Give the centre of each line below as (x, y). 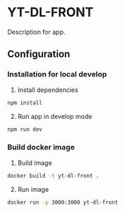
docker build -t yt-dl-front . (53, 175)
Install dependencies (48, 90)
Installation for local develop (57, 74)
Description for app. (36, 32)
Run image (33, 189)
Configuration (39, 54)
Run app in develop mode (55, 116)
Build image (35, 163)
